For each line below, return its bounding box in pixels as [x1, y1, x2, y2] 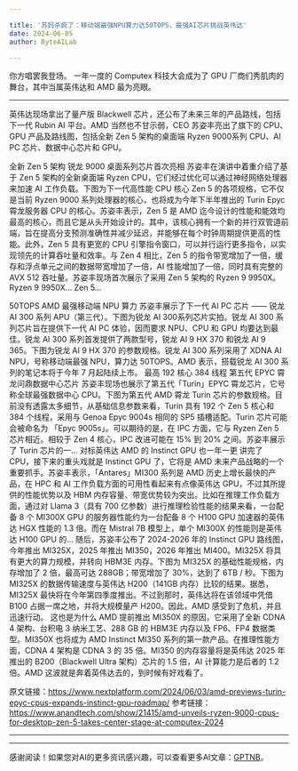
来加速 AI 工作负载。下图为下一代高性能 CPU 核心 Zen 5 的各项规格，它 [9, 183, 270, 194]
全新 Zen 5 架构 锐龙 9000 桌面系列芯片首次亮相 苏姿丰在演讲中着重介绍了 [9, 161, 281, 172]
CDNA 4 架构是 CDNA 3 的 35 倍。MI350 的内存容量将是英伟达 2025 [24, 646, 276, 656]
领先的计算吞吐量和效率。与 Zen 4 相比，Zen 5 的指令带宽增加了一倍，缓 [16, 250, 284, 261]
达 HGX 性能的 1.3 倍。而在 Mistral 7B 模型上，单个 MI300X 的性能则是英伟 [9, 523, 282, 534]
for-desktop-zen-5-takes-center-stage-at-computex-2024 [9, 717, 224, 727]
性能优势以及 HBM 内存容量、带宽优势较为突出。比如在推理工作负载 [24, 490, 273, 501]
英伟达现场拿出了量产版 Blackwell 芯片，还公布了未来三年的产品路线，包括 [9, 108, 282, 120]
